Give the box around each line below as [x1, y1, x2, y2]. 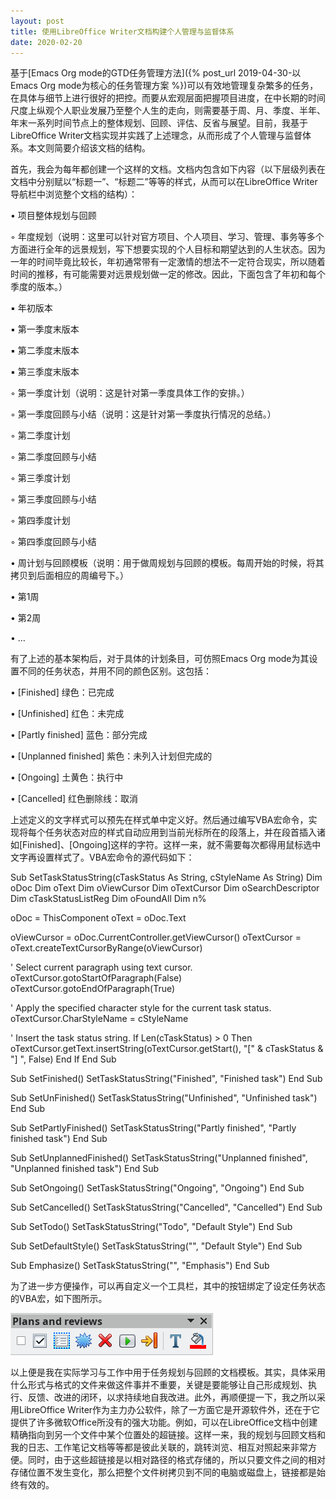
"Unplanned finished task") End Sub [10, 1163, 160, 1175]
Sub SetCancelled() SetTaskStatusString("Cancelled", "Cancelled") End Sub [10, 1201, 323, 1214]
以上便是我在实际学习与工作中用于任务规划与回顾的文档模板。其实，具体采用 [10, 1366, 326, 1379]
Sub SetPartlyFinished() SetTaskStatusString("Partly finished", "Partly [10, 1122, 297, 1134]
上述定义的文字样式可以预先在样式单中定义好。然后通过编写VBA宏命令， [10, 814, 309, 826]
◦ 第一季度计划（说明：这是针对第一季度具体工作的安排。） [10, 387, 250, 399]
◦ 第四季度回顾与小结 [10, 536, 97, 548]
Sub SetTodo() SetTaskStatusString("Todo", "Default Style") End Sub [10, 1221, 293, 1233]
